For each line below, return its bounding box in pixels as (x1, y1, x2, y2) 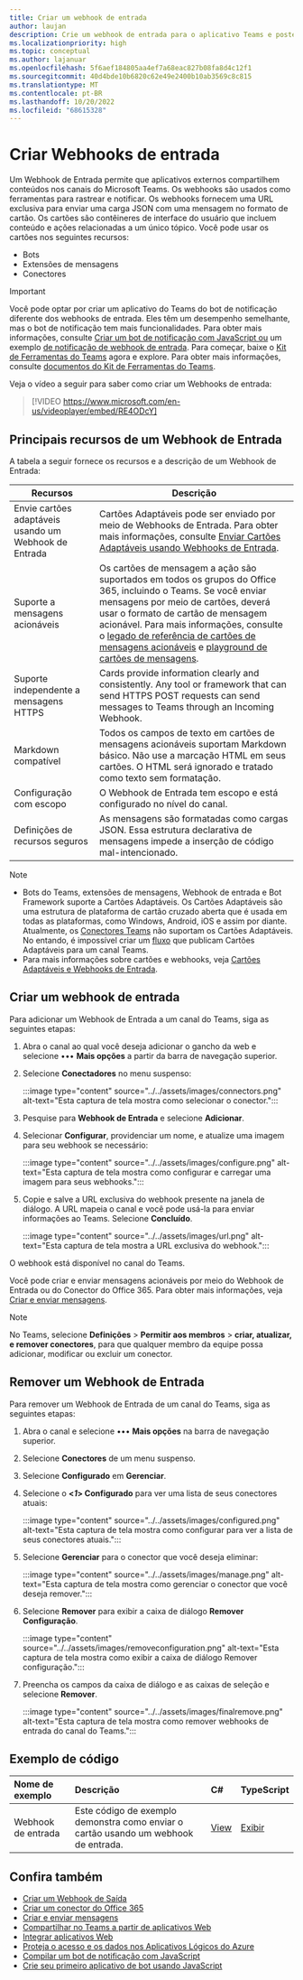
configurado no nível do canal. (98, 798, 228, 810)
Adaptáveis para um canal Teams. (22, 944, 149, 955)
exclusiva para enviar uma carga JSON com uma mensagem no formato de (9, 203, 289, 214)
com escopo (14, 798, 67, 810)
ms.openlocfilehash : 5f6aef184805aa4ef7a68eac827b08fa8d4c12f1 (9, 64, 252, 73)
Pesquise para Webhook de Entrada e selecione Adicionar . (22, 1112, 245, 1123)
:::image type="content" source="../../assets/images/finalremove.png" (22, 1706, 284, 1716)
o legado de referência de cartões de (98, 629, 256, 642)
